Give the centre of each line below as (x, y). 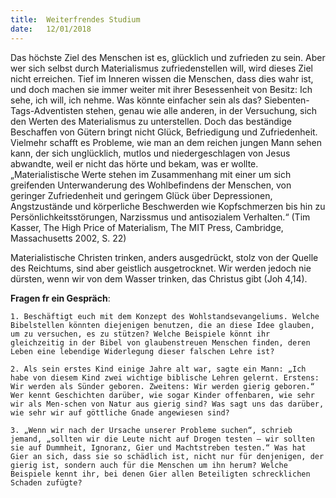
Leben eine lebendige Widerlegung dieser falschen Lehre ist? (142, 351)
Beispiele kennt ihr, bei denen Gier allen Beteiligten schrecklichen (160, 474)
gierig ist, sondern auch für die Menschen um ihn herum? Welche (149, 465)
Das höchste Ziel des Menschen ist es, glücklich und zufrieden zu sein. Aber (168, 57)
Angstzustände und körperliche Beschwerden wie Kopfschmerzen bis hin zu (168, 206)
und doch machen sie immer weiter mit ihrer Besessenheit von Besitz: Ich (161, 89)
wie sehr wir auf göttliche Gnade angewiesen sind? (120, 412)
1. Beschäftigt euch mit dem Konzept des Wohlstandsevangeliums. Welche (165, 316)
